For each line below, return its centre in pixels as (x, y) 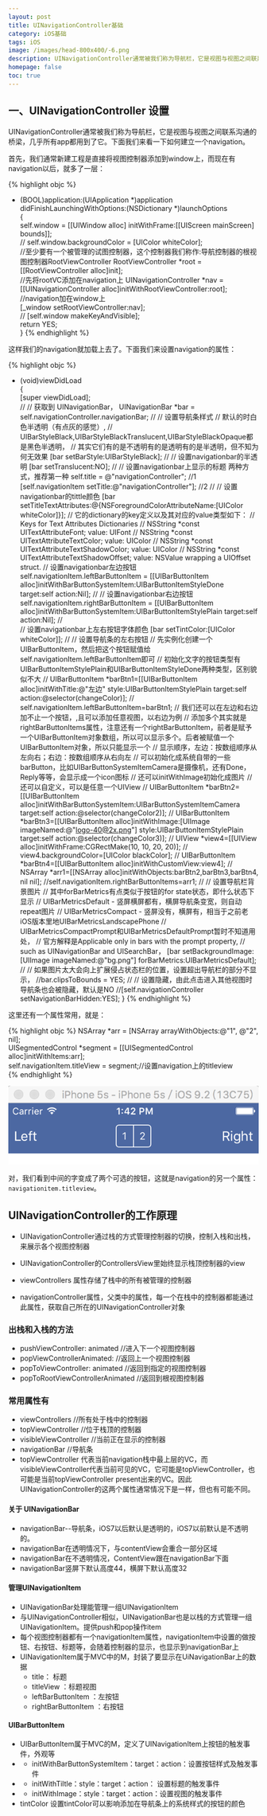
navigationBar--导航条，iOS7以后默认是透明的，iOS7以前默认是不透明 (134, 1528)
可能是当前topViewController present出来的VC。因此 (106, 1479)
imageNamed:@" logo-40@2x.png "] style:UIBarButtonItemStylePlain (132, 830)
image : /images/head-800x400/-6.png (69, 51)
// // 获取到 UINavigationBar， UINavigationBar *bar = (107, 407)
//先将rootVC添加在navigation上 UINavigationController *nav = (122, 279)
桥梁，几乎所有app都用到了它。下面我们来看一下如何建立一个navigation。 (129, 141)
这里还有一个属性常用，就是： (57, 1014)
